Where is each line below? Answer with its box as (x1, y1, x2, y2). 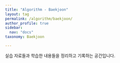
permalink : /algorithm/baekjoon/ (5, 16, 73, 21)
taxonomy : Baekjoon (5, 35, 45, 40)
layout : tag (5, 12, 29, 17)
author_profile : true (5, 21, 49, 26)
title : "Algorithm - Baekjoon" (5, 7, 69, 12)
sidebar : (5, 25, 23, 30)
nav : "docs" (9, 30, 34, 35)
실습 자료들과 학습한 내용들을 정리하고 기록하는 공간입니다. (5, 52, 116, 59)
